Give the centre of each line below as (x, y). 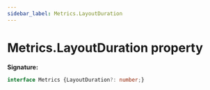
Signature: (23, 67)
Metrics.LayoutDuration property (105, 47)
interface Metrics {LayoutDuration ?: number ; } (76, 80)
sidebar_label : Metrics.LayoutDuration (65, 13)
